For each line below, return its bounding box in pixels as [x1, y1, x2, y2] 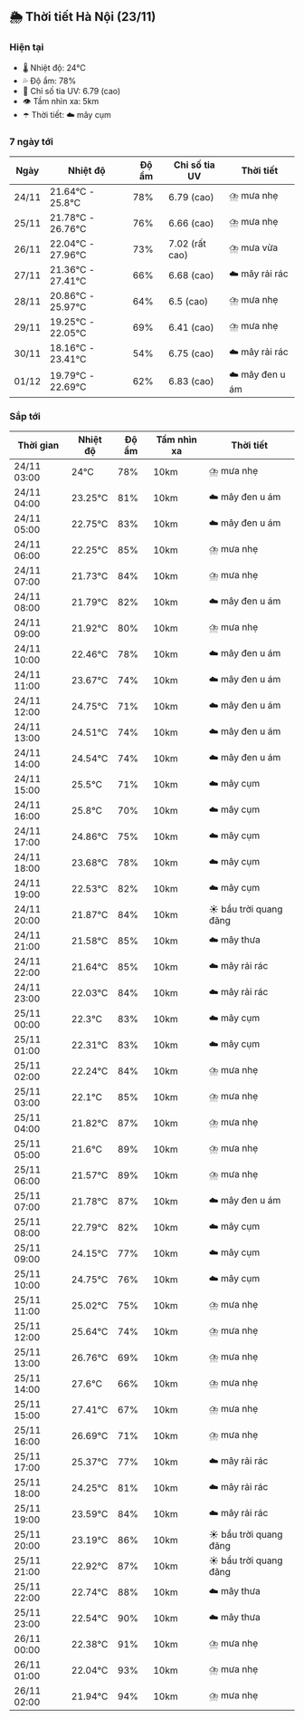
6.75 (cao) [168, 347, 214, 360]
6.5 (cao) [168, 295, 208, 307]
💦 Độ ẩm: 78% [22, 75, 77, 86]
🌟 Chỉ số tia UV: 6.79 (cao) [22, 85, 121, 96]
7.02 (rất [168, 237, 206, 249]
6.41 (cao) [168, 321, 214, 333]
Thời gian [17, 440, 60, 452]
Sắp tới [9, 410, 41, 422]
